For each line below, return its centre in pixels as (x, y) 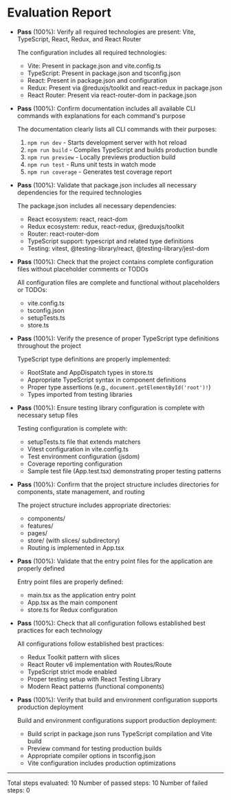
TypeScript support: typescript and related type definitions (110, 241)
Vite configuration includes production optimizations (102, 763)
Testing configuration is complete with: (72, 428)
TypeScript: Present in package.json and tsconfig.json (104, 73)
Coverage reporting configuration (75, 464)
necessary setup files (47, 415)
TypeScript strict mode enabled (72, 671)
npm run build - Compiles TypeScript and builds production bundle (122, 150)
